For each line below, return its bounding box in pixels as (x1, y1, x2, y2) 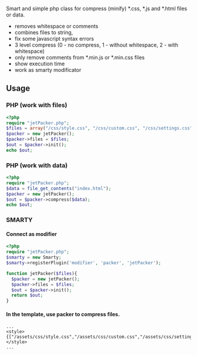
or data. (6, 11, 25, 18)
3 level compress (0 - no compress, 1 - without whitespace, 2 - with (14, 41, 179, 48)
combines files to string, (14, 29, 73, 36)
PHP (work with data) (6, 161, 68, 170)
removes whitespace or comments (14, 23, 98, 29)
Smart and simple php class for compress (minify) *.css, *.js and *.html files (6, 5, 188, 12)
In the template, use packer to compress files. (6, 310, 120, 317)
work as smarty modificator (14, 67, 81, 73)
